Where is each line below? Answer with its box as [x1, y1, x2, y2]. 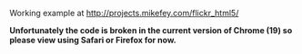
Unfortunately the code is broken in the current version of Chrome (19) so [9, 25, 293, 35]
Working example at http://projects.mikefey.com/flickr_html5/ [9, 8, 239, 18]
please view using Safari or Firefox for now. [9, 35, 176, 45]
